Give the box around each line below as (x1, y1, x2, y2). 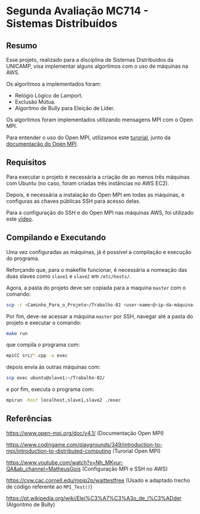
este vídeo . (6, 215, 34, 222)
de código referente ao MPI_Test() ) (6, 483, 92, 490)
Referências (6, 413, 52, 424)
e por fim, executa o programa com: (6, 385, 94, 393)
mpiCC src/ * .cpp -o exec (6, 353, 68, 359)
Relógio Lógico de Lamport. (14, 92, 83, 99)
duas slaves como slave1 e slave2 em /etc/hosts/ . (6, 272, 132, 280)
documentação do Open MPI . (6, 140, 79, 147)
